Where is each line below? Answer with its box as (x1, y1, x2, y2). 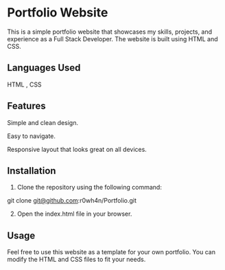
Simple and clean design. (7, 118, 79, 126)
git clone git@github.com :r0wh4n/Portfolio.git (7, 196, 137, 205)
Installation (7, 165, 56, 177)
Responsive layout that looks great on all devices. (7, 145, 147, 153)
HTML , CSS (7, 80, 43, 89)
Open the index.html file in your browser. (16, 210, 132, 218)
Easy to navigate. (7, 132, 56, 140)
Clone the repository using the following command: (16, 183, 163, 192)
